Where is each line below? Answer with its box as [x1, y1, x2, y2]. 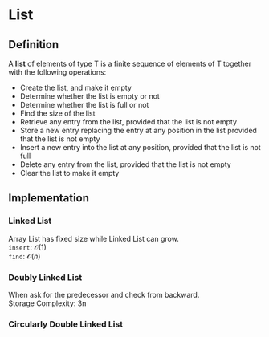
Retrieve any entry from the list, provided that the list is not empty [19, 117, 238, 126]
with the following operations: [8, 67, 107, 77]
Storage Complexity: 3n [8, 298, 87, 308]
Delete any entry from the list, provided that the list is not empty [19, 160, 231, 169]
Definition [8, 38, 59, 51]
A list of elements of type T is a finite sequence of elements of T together [8, 59, 251, 68]
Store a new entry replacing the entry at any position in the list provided [19, 126, 257, 135]
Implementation [8, 191, 90, 205]
